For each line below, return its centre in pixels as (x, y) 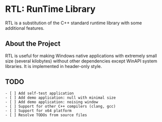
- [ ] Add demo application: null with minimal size (61, 98)
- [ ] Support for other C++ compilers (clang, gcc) (61, 106)
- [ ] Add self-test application (40, 93)
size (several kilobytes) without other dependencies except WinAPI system (81, 61)
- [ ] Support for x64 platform (38, 111)
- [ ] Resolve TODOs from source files (46, 115)
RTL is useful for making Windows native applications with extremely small (81, 56)
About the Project (33, 44)
